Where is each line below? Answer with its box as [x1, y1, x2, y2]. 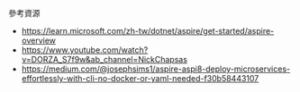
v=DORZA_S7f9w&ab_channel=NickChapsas [21, 54, 188, 64]
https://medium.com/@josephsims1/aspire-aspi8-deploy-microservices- [21, 63, 290, 74]
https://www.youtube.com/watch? [21, 45, 149, 55]
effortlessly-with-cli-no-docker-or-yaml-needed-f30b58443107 [21, 73, 259, 83]
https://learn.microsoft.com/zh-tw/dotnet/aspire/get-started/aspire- [21, 26, 275, 36]
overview [21, 35, 56, 46]
